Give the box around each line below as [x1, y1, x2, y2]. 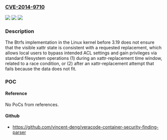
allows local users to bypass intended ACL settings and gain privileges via [5, 50, 157, 56]
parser [12, 129, 26, 135]
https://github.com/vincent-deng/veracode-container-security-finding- [12, 124, 159, 130]
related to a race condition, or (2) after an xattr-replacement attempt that [5, 60, 155, 66]
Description [5, 28, 34, 35]
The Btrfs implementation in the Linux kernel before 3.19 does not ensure [5, 39, 155, 45]
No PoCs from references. [5, 101, 59, 108]
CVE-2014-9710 [5, 3, 45, 10]
